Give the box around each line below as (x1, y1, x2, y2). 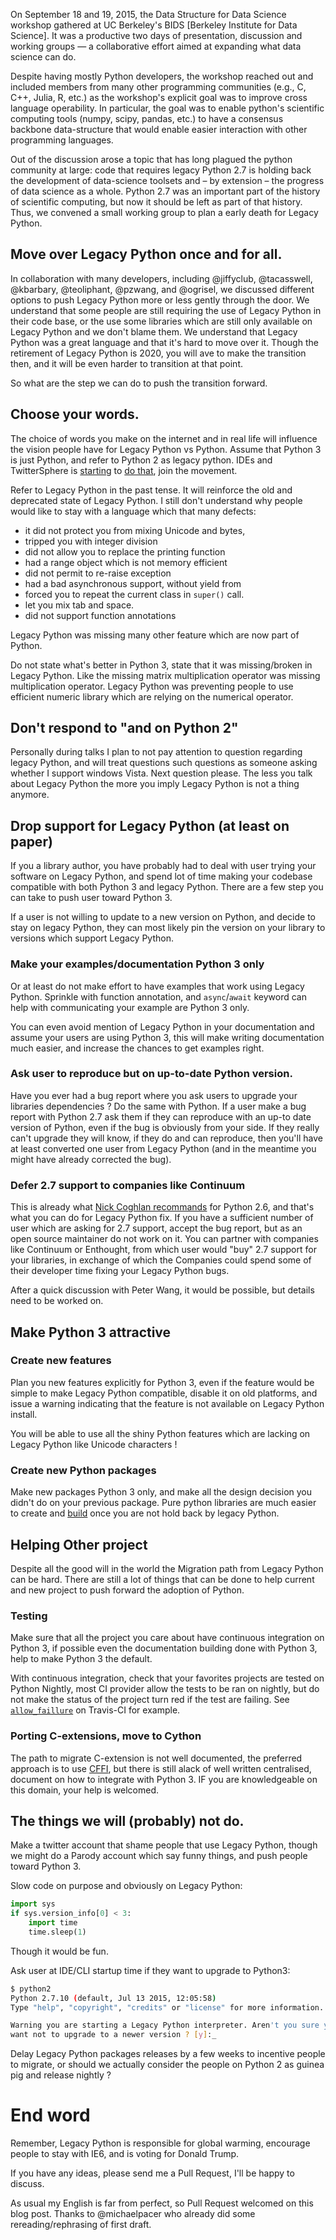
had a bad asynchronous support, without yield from (24, 577, 242, 589)
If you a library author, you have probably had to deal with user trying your (10, 860, 317, 872)
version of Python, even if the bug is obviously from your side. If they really (10, 1121, 320, 1133)
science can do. (10, 51, 77, 63)
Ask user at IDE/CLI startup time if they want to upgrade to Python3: (10, 1964, 291, 1976)
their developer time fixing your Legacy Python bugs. (10, 1265, 230, 1277)
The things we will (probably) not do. (10, 1812, 245, 1829)
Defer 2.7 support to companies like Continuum (10, 1178, 246, 1192)
